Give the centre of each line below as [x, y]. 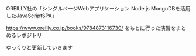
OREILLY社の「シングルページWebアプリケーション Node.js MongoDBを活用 [98, 8]
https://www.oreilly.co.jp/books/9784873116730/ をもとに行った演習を [91, 28]
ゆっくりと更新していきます [39, 47]
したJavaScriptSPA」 [32, 16]
